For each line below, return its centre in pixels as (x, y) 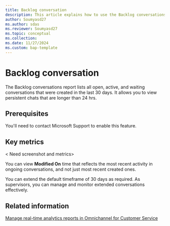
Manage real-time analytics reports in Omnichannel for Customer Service (82, 218)
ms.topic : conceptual (28, 34)
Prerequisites (27, 114)
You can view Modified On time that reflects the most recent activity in (79, 164)
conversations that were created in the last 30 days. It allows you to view (81, 92)
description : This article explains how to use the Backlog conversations (86, 15)
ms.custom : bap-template (31, 48)
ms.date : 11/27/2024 (27, 43)
